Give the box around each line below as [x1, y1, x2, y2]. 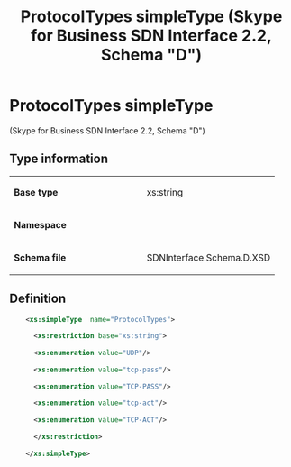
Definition [9, 291, 66, 307]
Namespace [14, 218, 68, 231]
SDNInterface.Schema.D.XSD [146, 251, 271, 263]
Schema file [14, 251, 67, 263]
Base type [14, 186, 59, 198]
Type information [9, 151, 109, 167]
